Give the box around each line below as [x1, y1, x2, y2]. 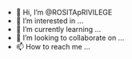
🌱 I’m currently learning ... [15, 25, 102, 33]
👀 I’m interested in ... [15, 16, 84, 26]
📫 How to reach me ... [15, 42, 90, 51]
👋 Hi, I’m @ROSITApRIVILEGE [15, 8, 113, 17]
